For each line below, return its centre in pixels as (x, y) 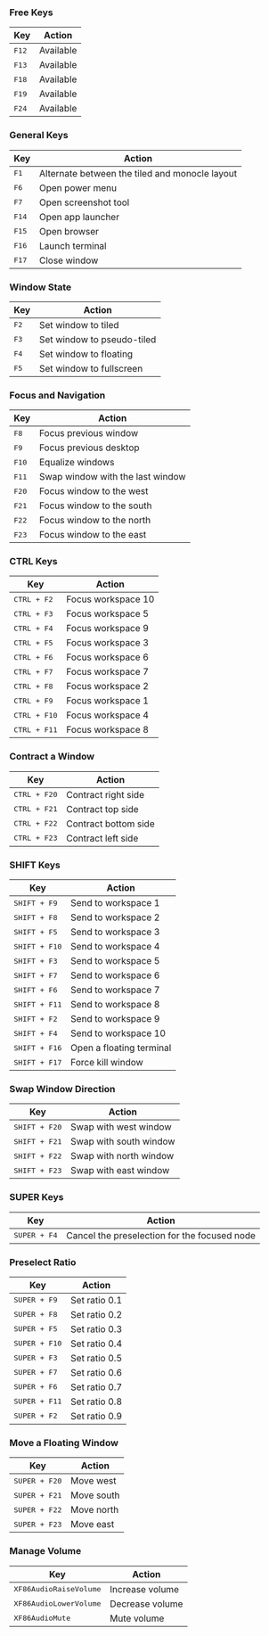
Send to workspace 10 (118, 1033)
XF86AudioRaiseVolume (57, 1589)
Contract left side (102, 838)
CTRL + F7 (33, 672)
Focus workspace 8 (108, 730)
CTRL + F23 (36, 839)
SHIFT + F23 (38, 1170)
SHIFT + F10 (38, 946)
